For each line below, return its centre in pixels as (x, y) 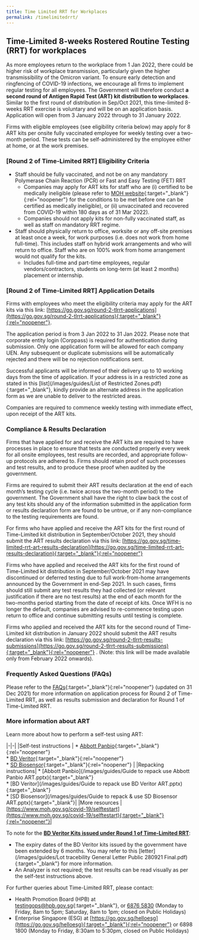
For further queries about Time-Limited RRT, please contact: (80, 887)
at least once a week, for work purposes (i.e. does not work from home (102, 237)
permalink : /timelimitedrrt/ (42, 17)
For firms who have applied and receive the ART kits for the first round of (96, 528)
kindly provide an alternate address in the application (118, 389)
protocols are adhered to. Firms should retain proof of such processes (100, 461)
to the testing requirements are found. (53, 517)
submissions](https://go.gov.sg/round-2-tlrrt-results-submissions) (88, 646)
